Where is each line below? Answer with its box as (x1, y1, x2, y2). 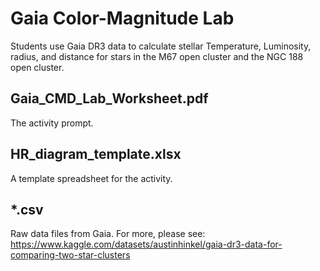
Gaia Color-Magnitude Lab (10, 7, 235, 30)
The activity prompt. (10, 117, 94, 129)
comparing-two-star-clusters (10, 249, 131, 261)
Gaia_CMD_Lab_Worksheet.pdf (10, 90, 209, 107)
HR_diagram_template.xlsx (10, 146, 182, 163)
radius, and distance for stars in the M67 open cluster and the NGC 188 (10, 50, 304, 62)
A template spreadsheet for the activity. (10, 172, 173, 184)
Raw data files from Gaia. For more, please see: (10, 228, 206, 240)
